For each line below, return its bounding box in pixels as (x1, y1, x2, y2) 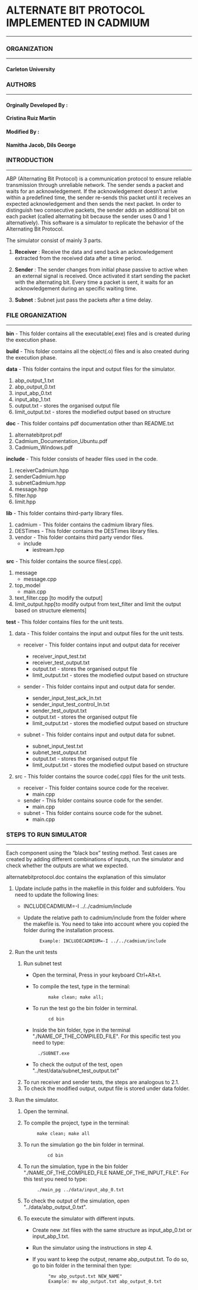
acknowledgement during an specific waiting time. (14, 284, 137, 292)
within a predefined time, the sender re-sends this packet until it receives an (6, 193, 192, 201)
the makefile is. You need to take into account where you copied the (23, 920, 189, 927)
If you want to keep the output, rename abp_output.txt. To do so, (32, 1256, 189, 1263)
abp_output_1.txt (14, 377, 54, 384)
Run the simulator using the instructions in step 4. (32, 1244, 153, 1252)
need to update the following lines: (14, 891, 99, 898)
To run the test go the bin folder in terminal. (32, 1005, 138, 1012)
